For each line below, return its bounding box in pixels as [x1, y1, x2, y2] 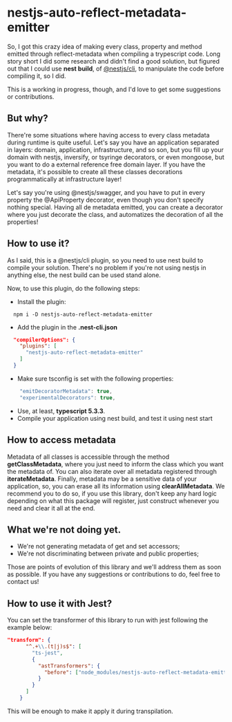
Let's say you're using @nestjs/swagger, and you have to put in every [7, 188, 206, 196]
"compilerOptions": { [13, 336, 76, 343]
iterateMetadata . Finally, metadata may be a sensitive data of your [7, 475, 197, 483]
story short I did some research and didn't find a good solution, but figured [7, 57, 220, 65]
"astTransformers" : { [37, 662, 100, 669]
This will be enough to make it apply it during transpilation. [7, 707, 174, 715]
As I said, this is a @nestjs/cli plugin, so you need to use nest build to [7, 256, 204, 264]
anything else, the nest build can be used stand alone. [7, 271, 161, 279]
